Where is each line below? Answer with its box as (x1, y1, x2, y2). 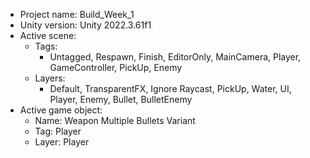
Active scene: (19, 30, 77, 41)
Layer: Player (34, 136, 90, 148)
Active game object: (19, 104, 103, 116)
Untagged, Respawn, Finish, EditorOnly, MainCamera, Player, (49, 51, 302, 63)
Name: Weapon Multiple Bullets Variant (34, 115, 196, 126)
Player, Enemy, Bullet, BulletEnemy (49, 94, 193, 105)
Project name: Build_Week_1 (19, 9, 135, 20)
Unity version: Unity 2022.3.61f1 (19, 19, 152, 31)
